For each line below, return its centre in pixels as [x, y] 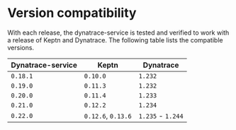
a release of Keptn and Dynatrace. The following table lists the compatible [115, 40]
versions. [21, 47]
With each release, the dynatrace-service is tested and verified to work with [118, 32]
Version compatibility [72, 13]
